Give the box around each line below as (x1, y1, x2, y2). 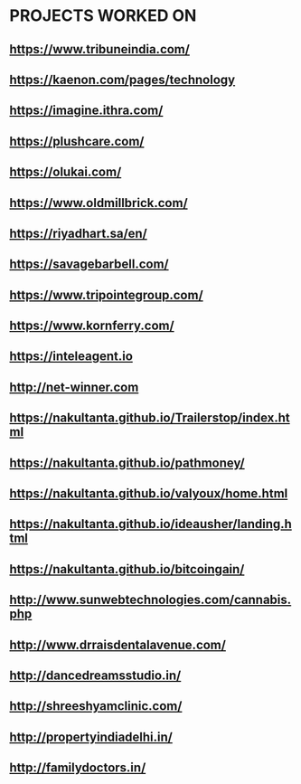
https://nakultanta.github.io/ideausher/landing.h (9, 516, 292, 532)
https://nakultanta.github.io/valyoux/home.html (9, 486, 288, 502)
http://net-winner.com (9, 379, 139, 394)
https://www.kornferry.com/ (9, 318, 174, 334)
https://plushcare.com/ (9, 133, 145, 149)
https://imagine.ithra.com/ (9, 103, 164, 118)
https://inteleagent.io (9, 349, 134, 364)
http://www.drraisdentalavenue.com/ (9, 637, 226, 652)
